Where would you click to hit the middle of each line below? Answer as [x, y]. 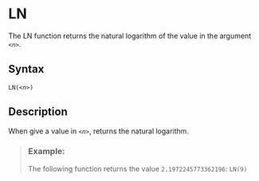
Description [38, 112]
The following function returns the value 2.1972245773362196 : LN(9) [137, 168]
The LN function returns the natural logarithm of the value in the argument [130, 36]
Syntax [26, 69]
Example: [46, 152]
